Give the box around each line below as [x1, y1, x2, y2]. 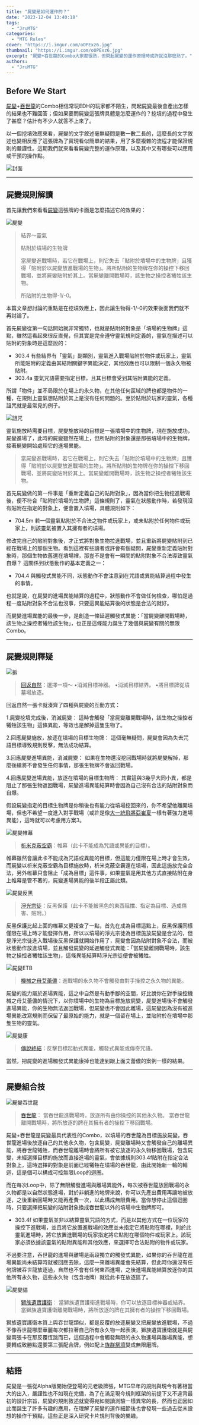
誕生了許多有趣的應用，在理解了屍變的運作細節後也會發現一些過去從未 [16, 1405, 188, 1412]
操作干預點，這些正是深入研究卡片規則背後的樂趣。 [16, 1413, 141, 1420]
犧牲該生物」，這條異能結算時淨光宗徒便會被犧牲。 [31, 952, 154, 959]
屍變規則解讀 [6, 190, 53, 200]
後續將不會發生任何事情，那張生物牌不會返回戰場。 [11, 762, 136, 769]
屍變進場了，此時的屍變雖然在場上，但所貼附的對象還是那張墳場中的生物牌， [6, 435, 193, 442]
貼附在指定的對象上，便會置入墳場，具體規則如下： [11, 505, 136, 511]
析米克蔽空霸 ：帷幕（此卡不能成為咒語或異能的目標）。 [20, 842, 153, 849]
